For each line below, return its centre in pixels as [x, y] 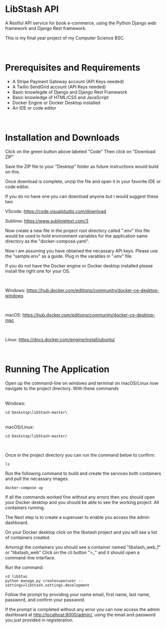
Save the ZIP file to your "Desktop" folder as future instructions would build [82, 166]
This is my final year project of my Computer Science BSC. [65, 38]
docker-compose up [24, 488]
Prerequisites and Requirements [73, 68]
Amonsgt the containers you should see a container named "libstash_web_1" [83, 547]
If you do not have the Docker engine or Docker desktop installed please [79, 265]
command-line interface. [30, 558]
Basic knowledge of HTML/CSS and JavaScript [60, 97]
